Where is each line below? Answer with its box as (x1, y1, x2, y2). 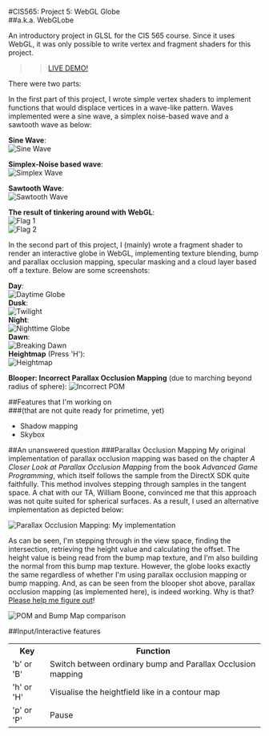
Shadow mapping (19, 421, 78, 431)
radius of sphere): (8, 382, 67, 391)
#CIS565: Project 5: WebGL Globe (8, 7, 120, 16)
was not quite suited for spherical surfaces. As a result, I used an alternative (8, 497, 259, 505)
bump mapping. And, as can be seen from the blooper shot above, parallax (8, 578, 255, 588)
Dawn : (8, 332, 30, 341)
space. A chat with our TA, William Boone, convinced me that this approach (8, 488, 257, 497)
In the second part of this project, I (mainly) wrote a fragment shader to (8, 240, 243, 249)
